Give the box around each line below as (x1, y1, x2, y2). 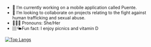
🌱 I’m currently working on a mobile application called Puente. (12, 5, 137, 10)
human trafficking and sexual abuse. (12, 15, 86, 20)
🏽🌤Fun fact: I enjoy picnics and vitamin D (12, 26, 99, 31)
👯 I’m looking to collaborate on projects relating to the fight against (12, 10, 147, 16)
